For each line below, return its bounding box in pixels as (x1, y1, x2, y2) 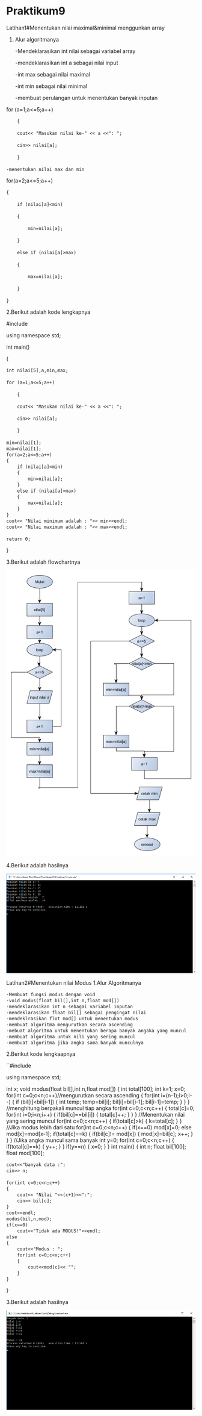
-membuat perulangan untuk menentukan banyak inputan (14, 94, 158, 101)
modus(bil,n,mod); (6, 1216, 52, 1222)
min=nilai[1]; (6, 440, 42, 446)
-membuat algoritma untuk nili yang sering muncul (6, 1034, 136, 1040)
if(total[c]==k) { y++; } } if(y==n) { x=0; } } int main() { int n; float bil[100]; (6, 1143, 186, 1150)
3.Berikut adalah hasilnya (6, 1299, 69, 1306)
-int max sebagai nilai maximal (14, 70, 90, 78)
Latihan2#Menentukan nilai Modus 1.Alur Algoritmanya (6, 979, 141, 987)
